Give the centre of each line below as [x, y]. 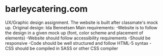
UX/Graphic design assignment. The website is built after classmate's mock [81, 22]
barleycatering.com [46, 9]
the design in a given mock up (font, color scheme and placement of [74, 33]
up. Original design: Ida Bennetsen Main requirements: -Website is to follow [81, 27]
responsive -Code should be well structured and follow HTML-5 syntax [77, 43]
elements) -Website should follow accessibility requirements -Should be [78, 38]
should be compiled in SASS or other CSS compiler [67, 48]
